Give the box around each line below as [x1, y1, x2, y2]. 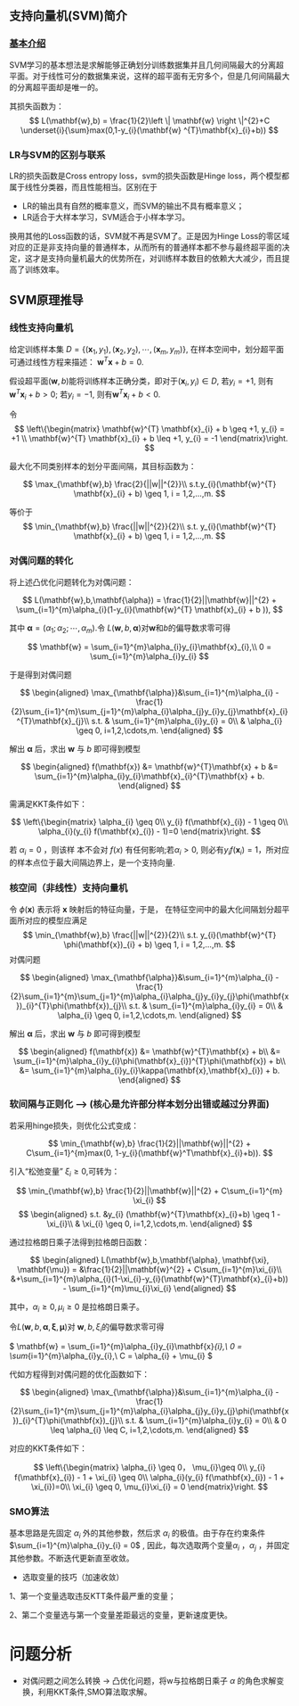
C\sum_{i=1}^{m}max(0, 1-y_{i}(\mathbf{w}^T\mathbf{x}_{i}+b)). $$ [26, 1147, 273, 1158]
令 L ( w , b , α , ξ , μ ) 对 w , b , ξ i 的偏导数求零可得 [9, 1322, 165, 1335]
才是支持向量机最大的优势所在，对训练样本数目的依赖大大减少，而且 [32, 252, 282, 263]
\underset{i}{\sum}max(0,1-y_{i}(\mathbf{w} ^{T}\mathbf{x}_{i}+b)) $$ [20, 124, 279, 136]
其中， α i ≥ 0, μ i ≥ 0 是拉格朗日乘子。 [9, 1301, 145, 1314]
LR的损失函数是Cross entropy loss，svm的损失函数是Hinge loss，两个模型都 [9, 170, 290, 181]
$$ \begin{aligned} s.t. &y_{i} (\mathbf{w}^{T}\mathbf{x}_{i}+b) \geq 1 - [18, 1208, 281, 1219]
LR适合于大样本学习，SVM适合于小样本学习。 [21, 211, 190, 222]
